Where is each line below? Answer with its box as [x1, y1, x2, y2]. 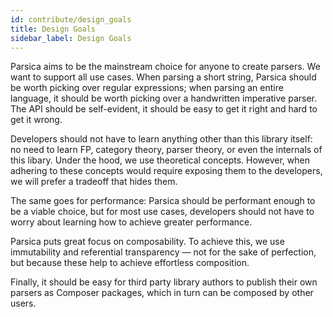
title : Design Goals [10, 24, 97, 34]
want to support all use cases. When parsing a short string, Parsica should [10, 71, 317, 83]
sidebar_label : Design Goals [10, 33, 132, 43]
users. [10, 297, 37, 310]
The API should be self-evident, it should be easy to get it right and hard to [10, 103, 318, 115]
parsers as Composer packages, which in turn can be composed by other [10, 287, 314, 299]
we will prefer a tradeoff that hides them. [10, 176, 178, 188]
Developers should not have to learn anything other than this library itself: [10, 133, 313, 145]
